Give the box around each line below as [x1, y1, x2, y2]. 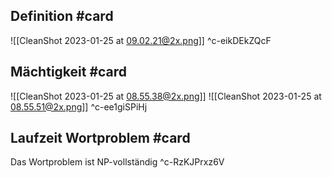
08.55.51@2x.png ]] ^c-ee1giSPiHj [10, 100, 148, 113]
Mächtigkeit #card [10, 64, 128, 81]
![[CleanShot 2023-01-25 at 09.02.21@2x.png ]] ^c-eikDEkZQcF [10, 34, 272, 46]
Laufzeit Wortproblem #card [10, 130, 191, 147]
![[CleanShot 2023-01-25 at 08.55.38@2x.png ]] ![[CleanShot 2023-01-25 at [10, 90, 322, 102]
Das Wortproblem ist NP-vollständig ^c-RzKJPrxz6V [10, 156, 225, 168]
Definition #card [10, 8, 114, 25]
